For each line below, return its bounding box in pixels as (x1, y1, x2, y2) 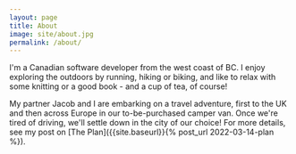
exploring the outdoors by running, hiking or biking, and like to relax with (9, 72, 276, 83)
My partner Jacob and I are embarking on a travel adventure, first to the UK (9, 99, 288, 109)
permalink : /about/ (9, 37, 82, 47)
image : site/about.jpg (9, 29, 94, 38)
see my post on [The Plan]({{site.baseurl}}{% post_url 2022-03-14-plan (9, 126, 275, 138)
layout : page (9, 12, 58, 22)
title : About (9, 21, 58, 30)
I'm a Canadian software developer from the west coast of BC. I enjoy (9, 62, 266, 73)
